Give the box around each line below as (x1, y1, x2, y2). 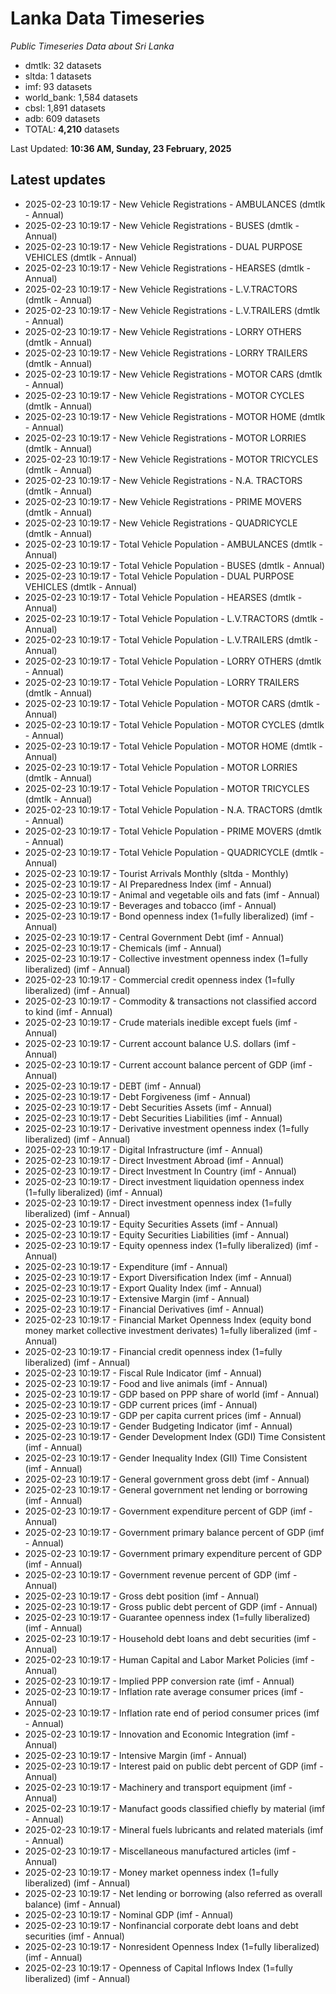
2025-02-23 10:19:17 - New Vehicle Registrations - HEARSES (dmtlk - (24, 262, 311, 274)
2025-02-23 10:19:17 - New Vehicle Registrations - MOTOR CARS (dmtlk (24, 368, 323, 380)
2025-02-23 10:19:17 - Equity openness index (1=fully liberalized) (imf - (24, 1239, 319, 1251)
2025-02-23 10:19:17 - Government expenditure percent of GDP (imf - (24, 1505, 313, 1517)
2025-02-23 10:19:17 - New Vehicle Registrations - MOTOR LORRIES (24, 432, 307, 444)
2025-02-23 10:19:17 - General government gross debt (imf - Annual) (24, 1473, 310, 1485)
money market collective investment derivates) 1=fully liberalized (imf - (24, 1324, 318, 1336)
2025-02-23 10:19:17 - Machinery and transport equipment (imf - (24, 1781, 293, 1793)
